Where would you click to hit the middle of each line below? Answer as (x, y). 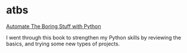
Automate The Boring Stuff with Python (54, 26)
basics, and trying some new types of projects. (63, 44)
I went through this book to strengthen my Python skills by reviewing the (93, 37)
